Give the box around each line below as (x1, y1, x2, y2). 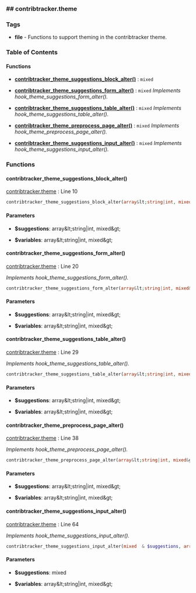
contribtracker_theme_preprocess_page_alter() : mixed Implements (14, 122, 180, 129)
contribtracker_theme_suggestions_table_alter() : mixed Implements (14, 105, 182, 112)
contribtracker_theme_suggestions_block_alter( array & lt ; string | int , (6, 199, 176, 205)
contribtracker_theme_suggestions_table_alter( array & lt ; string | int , (6, 371, 176, 377)
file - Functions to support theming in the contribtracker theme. (14, 34, 167, 41)
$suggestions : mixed (14, 569, 67, 576)
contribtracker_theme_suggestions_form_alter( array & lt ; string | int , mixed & (6, 285, 192, 291)
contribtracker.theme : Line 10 (6, 188, 78, 195)
